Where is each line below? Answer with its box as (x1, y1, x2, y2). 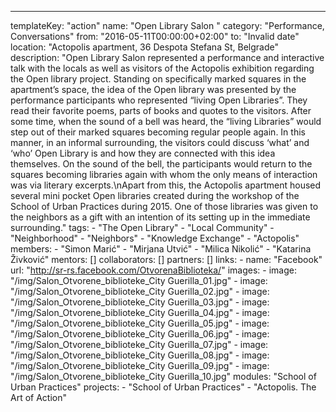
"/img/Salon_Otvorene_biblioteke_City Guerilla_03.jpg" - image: (10, 296, 270, 308)
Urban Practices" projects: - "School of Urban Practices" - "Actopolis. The (10, 381, 317, 393)
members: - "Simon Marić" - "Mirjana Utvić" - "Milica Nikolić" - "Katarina (10, 243, 312, 255)
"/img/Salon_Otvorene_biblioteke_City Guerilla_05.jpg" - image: (10, 317, 270, 329)
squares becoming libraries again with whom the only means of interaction (10, 169, 318, 180)
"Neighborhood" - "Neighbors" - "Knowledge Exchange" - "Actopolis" (10, 232, 300, 244)
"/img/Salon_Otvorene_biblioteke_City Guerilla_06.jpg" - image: (10, 328, 270, 340)
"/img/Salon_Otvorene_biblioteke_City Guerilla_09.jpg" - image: (10, 360, 270, 371)
